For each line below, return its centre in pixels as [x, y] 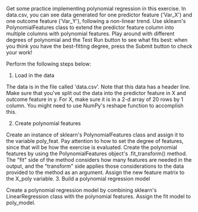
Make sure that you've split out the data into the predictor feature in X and [96, 93]
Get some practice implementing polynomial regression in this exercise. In [96, 9]
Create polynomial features [48, 123]
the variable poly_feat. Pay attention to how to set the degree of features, [95, 141]
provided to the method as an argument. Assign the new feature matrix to [95, 172]
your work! [19, 52]
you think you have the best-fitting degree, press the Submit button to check [99, 46]
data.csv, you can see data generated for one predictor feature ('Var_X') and [99, 15]
